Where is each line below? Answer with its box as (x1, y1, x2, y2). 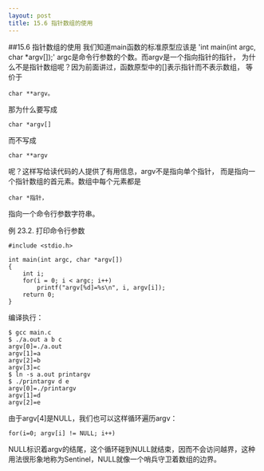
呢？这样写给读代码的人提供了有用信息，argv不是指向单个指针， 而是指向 (8, 166, 249, 176)
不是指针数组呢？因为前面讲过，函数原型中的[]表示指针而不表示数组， (14, 61, 245, 72)
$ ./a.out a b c (8, 335, 62, 343)
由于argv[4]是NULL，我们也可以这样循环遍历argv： (8, 413, 178, 423)
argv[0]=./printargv (8, 384, 77, 392)
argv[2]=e (8, 398, 41, 406)
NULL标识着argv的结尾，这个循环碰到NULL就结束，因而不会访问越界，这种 (8, 444, 255, 453)
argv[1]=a (8, 349, 41, 358)
